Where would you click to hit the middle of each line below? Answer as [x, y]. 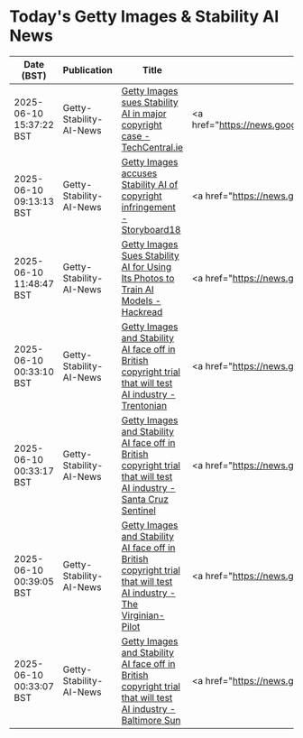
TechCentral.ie [152, 147]
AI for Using [147, 266]
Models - [141, 300]
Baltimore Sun [151, 720]
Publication [87, 69]
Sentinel [138, 510]
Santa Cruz [145, 499]
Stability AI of [150, 184]
